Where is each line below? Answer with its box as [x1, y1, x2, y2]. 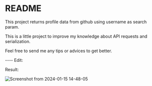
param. [5, 24, 19, 29]
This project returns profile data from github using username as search [5, 19, 147, 25]
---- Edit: [5, 57, 23, 63]
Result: [5, 66, 19, 72]
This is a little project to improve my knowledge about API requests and [5, 33, 148, 39]
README [5, 3, 42, 14]
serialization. [5, 38, 31, 44]
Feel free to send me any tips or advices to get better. [5, 48, 113, 54]
